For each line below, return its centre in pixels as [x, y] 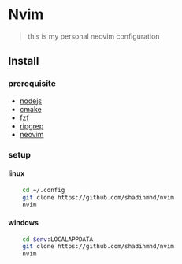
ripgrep [32, 126]
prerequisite [32, 84]
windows [24, 222]
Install [24, 61]
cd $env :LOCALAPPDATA [58, 239]
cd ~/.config [44, 190]
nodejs [30, 101]
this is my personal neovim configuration [93, 36]
